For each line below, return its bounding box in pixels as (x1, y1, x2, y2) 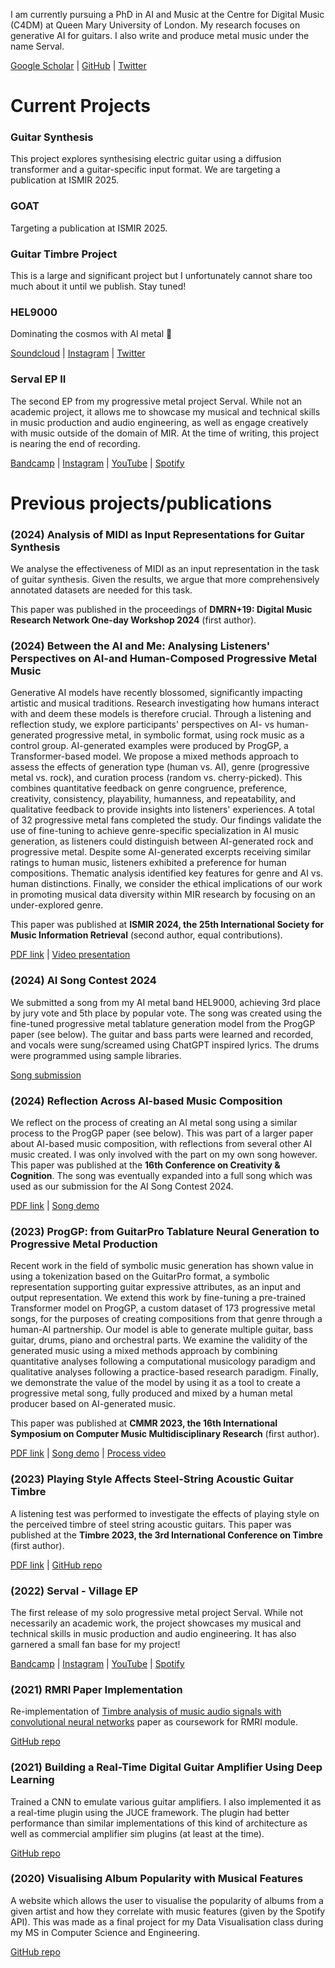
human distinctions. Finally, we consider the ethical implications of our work (10, 878, 323, 890)
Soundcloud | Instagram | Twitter (10, 347, 146, 359)
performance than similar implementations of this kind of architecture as (10, 1817, 308, 1829)
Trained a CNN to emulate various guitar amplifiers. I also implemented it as (10, 1795, 322, 1808)
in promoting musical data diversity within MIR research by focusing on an (10, 889, 316, 901)
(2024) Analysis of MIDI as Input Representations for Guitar (10, 527, 305, 541)
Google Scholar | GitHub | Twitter (10, 60, 147, 71)
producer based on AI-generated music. (10, 1398, 177, 1410)
